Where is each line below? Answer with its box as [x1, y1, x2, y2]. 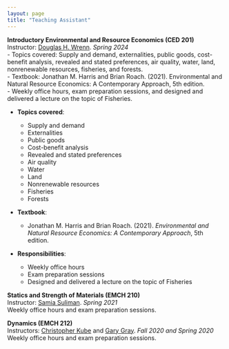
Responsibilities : [17, 249, 67, 258]
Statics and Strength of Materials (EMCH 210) [7, 291, 140, 299]
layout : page [7, 10, 45, 17]
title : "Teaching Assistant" [7, 17, 91, 23]
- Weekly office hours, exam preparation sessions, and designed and [7, 87, 203, 95]
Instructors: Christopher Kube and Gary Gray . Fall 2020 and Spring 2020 [7, 326, 214, 334]
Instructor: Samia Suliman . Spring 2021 [7, 298, 118, 306]
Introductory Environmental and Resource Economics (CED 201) [7, 35, 195, 44]
